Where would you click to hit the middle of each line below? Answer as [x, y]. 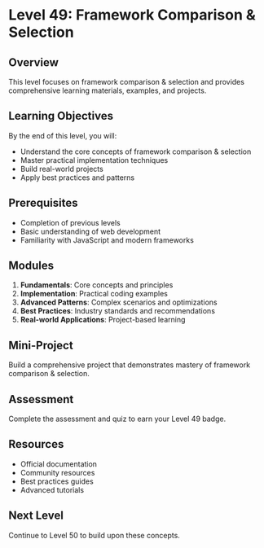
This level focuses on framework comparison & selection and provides [126, 82]
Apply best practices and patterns [77, 178]
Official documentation [59, 464]
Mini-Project [41, 345]
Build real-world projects [62, 169]
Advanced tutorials [52, 489]
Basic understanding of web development [90, 231]
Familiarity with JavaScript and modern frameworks [107, 240]
